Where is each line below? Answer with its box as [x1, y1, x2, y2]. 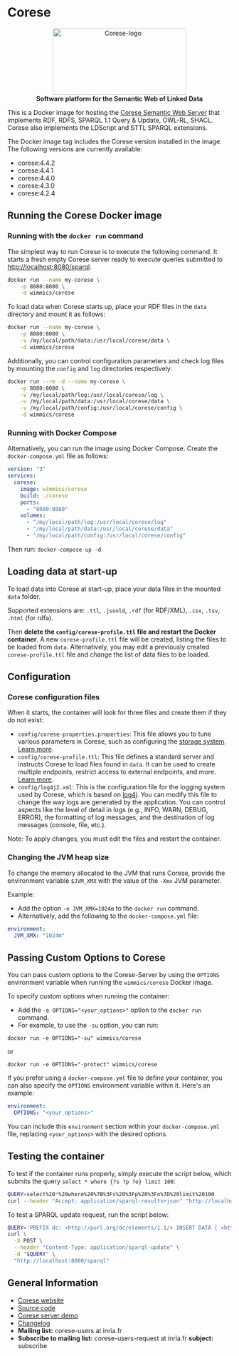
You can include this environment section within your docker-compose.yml [7, 1122, 221, 1131]
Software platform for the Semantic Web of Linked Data [36, 94, 203, 103]
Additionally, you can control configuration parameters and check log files [7, 356, 224, 365]
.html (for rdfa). [7, 613, 53, 622]
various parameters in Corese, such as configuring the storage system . [17, 737, 226, 746]
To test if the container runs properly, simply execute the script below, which [7, 1169, 232, 1178]
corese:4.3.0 [17, 181, 55, 190]
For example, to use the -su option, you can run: [17, 1021, 159, 1030]
